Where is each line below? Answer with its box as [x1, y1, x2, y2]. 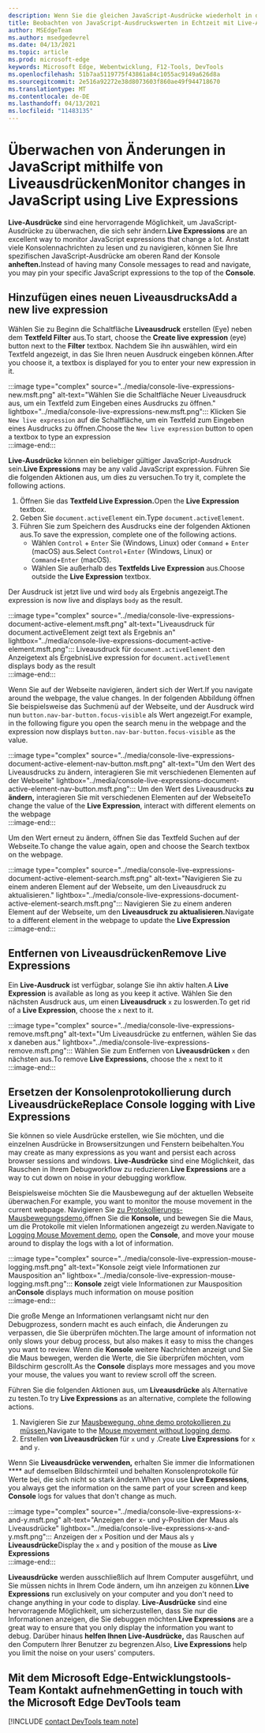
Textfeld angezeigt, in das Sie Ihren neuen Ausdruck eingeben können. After [8, 349, 254, 359]
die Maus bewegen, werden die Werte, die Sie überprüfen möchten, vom [8, 1353, 244, 1363]
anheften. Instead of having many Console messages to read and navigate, [8, 259, 252, 269]
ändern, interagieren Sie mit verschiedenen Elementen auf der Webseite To [8, 792, 251, 802]
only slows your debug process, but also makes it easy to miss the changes [8, 1336, 254, 1346]
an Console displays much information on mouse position [8, 1287, 194, 1297]
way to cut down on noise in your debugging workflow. [8, 1173, 187, 1182]
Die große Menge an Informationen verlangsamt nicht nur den [8, 1311, 209, 1320]
